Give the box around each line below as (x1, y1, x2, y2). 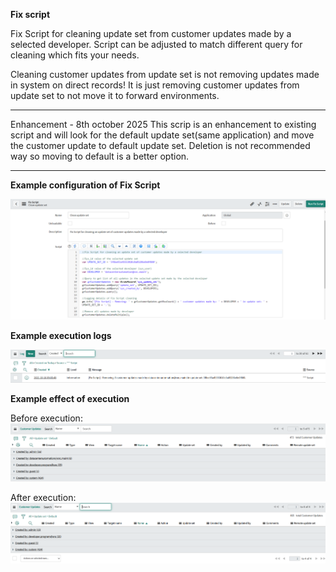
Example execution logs (10, 329, 112, 341)
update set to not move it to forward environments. (10, 90, 220, 101)
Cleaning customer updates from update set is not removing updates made (10, 69, 320, 80)
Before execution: (10, 412, 83, 424)
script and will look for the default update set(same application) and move (10, 129, 315, 141)
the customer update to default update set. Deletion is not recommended (10, 140, 311, 151)
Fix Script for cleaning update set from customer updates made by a (10, 28, 292, 39)
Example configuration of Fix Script (10, 179, 161, 191)
